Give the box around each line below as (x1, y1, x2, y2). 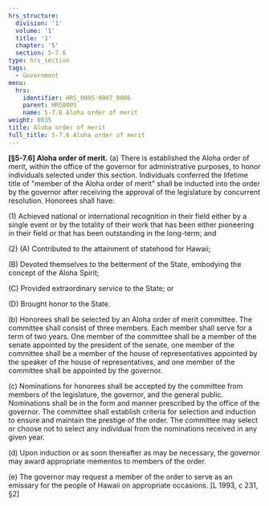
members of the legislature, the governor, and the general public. (8, 390, 224, 399)
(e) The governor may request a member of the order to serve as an (8, 472, 233, 481)
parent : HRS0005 (22, 101, 78, 109)
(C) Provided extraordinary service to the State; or (8, 283, 174, 293)
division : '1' (15, 19, 63, 27)
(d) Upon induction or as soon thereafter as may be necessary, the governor (8, 447, 261, 457)
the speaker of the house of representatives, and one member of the (8, 357, 235, 366)
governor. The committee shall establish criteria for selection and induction (8, 407, 257, 416)
